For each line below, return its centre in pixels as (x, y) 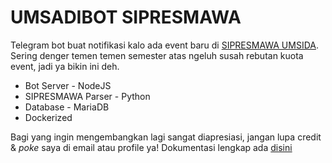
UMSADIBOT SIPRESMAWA (126, 17)
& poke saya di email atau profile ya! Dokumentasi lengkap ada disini (151, 147)
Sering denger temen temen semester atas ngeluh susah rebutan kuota (157, 55)
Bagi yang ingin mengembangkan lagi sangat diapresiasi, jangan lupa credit (166, 137)
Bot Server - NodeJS (68, 85)
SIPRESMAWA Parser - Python (87, 96)
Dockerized (48, 117)
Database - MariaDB (67, 107)
